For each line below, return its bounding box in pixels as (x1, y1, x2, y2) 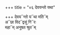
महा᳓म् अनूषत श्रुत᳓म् (5, 25, 36, 30)
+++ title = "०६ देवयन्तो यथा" (5, 5, 55, 10)
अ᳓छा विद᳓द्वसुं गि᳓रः (5, 19, 36, 25)
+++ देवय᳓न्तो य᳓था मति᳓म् (5, 14, 48, 19)
